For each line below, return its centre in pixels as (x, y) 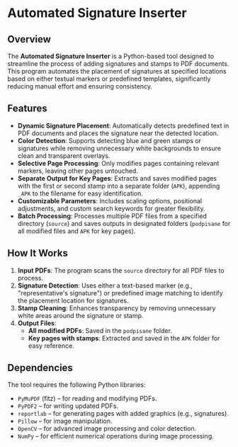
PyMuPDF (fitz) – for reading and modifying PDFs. (87, 399)
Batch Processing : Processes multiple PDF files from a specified (112, 216)
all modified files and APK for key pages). (76, 231)
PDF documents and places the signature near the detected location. (118, 133)
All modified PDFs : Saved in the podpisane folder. (100, 330)
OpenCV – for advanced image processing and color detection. (107, 429)
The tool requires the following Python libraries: (76, 385)
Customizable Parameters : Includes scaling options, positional (110, 200)
